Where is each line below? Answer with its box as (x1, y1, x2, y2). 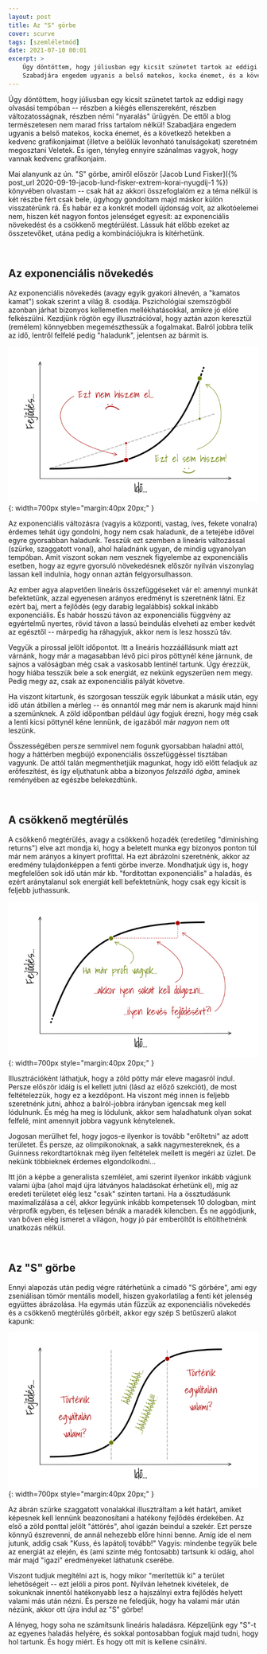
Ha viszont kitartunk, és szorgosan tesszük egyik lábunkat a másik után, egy (8, 691, 258, 701)
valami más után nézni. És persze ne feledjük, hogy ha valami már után (8, 1596, 241, 1605)
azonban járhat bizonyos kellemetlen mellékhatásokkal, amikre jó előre (8, 305, 240, 315)
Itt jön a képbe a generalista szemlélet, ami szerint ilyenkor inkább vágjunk (8, 1171, 252, 1182)
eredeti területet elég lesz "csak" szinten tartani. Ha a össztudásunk (8, 1189, 230, 1198)
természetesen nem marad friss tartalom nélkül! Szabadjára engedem (8, 119, 237, 129)
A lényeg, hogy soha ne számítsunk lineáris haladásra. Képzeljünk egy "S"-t (8, 1620, 257, 1629)
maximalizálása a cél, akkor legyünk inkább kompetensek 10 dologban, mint (8, 1197, 257, 1206)
